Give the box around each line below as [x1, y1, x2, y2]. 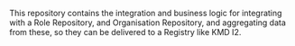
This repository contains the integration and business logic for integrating [9, 8, 282, 18]
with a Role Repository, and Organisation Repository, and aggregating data [9, 17, 287, 28]
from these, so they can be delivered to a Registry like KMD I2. [9, 27, 242, 37]
